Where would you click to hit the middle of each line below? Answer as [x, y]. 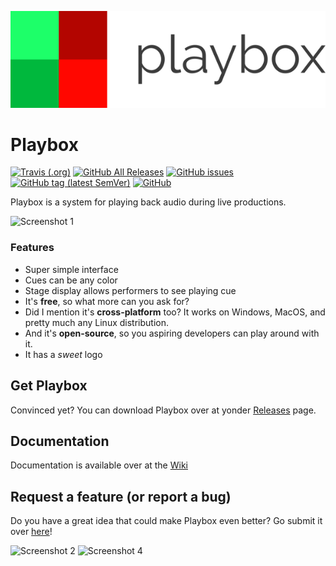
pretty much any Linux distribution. [96, 322]
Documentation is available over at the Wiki [99, 465]
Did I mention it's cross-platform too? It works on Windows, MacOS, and [175, 312]
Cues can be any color [71, 280]
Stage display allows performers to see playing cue [130, 290]
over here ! [31, 532]
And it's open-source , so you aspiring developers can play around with [172, 333]
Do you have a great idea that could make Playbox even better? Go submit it [166, 521]
